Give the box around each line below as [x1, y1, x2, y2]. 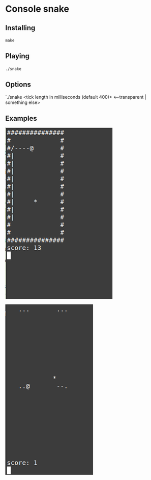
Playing [5, 52, 29, 60]
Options [5, 80, 32, 89]
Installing [5, 24, 36, 32]
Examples [5, 114, 37, 123]
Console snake [5, 3, 70, 15]
